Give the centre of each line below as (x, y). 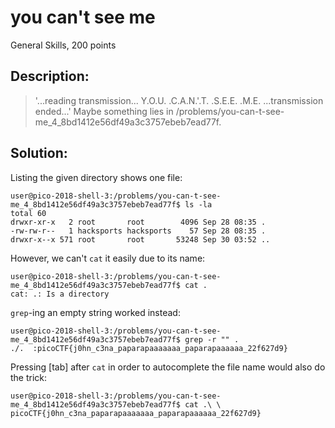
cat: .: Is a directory (60, 294)
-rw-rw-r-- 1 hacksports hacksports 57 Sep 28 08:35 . (138, 231)
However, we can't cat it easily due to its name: (108, 258)
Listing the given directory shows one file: (96, 177)
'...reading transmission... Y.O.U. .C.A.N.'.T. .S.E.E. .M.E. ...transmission (179, 100)
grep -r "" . (212, 339)
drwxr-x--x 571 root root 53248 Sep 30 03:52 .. (140, 239)
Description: (50, 76)
